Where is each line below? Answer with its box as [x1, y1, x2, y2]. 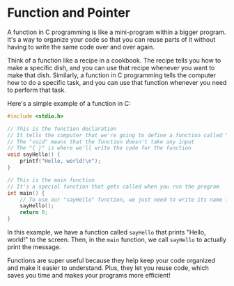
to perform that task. [7, 86, 66, 94]
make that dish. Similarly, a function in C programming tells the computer [7, 71, 217, 79]
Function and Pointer [7, 5, 131, 21]
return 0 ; [19, 209, 49, 216]
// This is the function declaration [7, 125, 117, 132]
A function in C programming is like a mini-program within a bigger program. [7, 28, 226, 36]
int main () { [7, 189, 45, 196]
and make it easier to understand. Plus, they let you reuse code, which [7, 264, 209, 272]
